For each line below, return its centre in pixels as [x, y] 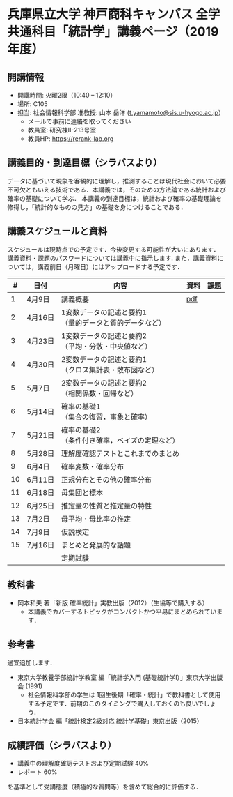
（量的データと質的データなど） [113, 323]
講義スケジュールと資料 [57, 231]
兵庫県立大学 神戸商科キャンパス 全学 [114, 14]
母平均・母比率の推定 [96, 519]
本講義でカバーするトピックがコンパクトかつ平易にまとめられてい [122, 612]
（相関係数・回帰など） [99, 393]
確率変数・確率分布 [92, 466]
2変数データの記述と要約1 [104, 359]
